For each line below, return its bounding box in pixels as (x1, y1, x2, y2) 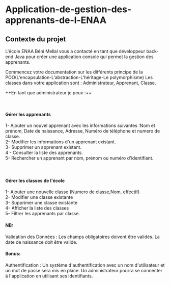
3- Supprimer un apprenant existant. (5, 144, 82, 150)
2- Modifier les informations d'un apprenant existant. (5, 139, 116, 145)
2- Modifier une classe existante (5, 194, 73, 200)
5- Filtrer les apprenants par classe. (5, 211, 80, 217)
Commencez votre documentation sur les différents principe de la (5, 69, 144, 75)
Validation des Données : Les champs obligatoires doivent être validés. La (5, 234, 160, 240)
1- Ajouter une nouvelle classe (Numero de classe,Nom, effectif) (5, 189, 140, 195)
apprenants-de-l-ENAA (5, 14, 107, 26)
